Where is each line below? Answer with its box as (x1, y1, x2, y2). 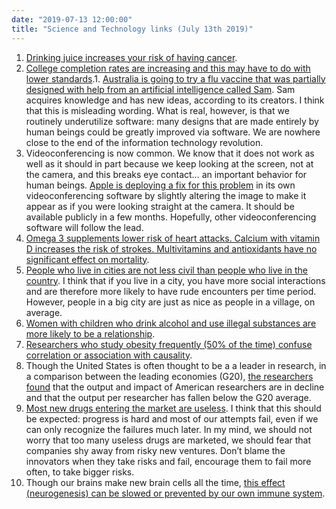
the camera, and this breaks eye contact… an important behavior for (25, 168, 308, 180)
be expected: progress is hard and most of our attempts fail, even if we (25, 412, 319, 425)
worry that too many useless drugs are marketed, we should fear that (25, 434, 311, 446)
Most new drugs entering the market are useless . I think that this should (25, 402, 322, 414)
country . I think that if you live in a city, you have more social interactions (25, 274, 326, 286)
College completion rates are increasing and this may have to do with (25, 62, 311, 74)
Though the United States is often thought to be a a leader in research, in (25, 359, 327, 371)
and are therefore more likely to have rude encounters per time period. (25, 285, 317, 297)
